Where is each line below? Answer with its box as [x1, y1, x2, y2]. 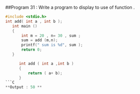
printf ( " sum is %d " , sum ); [21, 43, 83, 48]
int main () [12, 23, 38, 28]
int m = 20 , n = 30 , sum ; [21, 33, 81, 38]
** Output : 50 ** [5, 85, 42, 90]
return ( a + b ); [27, 71, 63, 76]
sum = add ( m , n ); [21, 38, 58, 43]
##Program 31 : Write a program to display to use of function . [5, 5, 135, 10]
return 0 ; [21, 47, 42, 52]
